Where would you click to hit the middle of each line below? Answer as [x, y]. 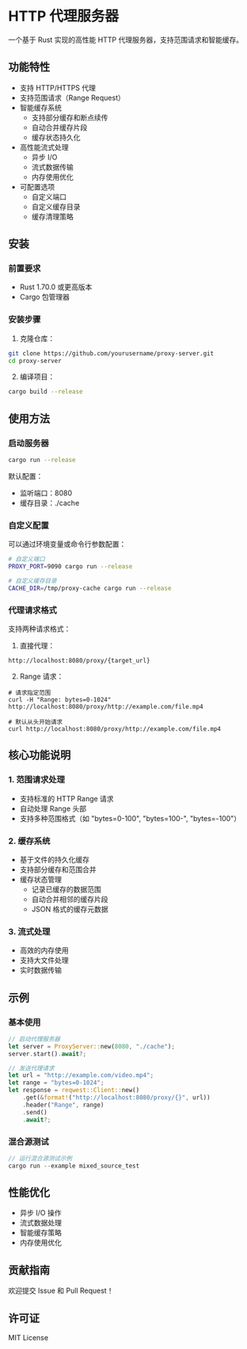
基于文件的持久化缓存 [54, 860]
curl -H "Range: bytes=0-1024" [60, 700]
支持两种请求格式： [40, 629]
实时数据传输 [40, 970]
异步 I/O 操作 [40, 1213]
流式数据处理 [40, 1223]
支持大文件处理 [44, 961]
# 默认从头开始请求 [36, 722]
